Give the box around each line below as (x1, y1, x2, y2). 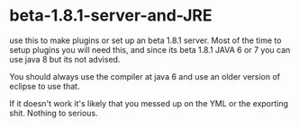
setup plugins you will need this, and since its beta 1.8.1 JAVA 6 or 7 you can (9, 44, 291, 55)
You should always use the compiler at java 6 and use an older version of (9, 71, 281, 81)
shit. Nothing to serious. (9, 107, 98, 118)
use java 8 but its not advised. (9, 54, 121, 64)
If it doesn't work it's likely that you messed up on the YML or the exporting (9, 97, 289, 108)
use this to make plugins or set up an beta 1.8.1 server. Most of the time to (9, 35, 282, 46)
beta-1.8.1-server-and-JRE (9, 5, 213, 26)
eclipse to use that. (9, 80, 80, 91)
